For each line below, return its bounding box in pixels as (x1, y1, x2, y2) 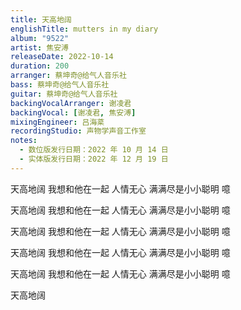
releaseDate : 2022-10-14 (10, 52, 114, 62)
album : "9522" (10, 33, 70, 43)
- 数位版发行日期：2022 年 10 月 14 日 (19, 145, 169, 155)
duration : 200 (10, 61, 70, 71)
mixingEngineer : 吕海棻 (10, 117, 105, 127)
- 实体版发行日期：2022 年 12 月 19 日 (19, 154, 169, 164)
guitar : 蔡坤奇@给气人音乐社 (10, 89, 118, 99)
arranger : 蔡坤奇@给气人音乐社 (10, 71, 127, 81)
